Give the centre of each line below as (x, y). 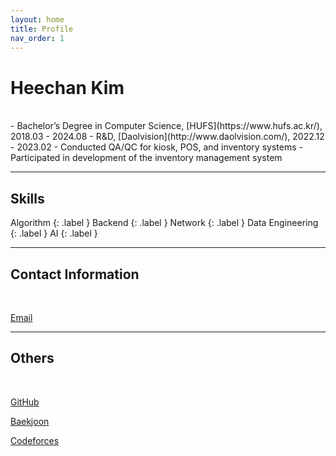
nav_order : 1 (37, 38)
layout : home (37, 19)
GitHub (25, 402)
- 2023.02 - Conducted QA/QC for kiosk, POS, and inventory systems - (156, 147)
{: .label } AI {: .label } (54, 233)
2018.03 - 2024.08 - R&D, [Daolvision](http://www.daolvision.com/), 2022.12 (167, 137)
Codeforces (35, 440)
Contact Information (75, 274)
